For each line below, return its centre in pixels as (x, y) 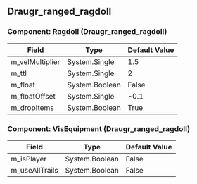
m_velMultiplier (36, 61)
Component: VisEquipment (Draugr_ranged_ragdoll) (99, 128)
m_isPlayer (29, 159)
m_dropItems (32, 107)
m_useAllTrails (34, 170)
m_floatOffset (33, 96)
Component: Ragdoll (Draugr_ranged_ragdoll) (87, 32)
